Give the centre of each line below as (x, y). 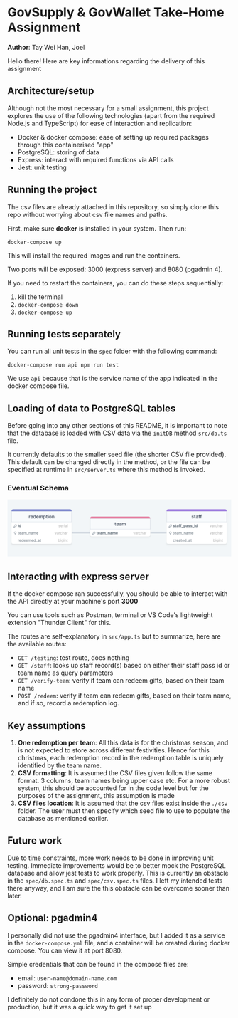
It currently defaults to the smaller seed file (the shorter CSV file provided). (117, 455)
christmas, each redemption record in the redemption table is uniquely (120, 758)
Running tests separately (64, 334)
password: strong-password (58, 985)
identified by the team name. (59, 765)
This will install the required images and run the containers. (94, 255)
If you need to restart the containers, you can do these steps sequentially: (115, 283)
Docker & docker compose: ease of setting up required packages (113, 137)
